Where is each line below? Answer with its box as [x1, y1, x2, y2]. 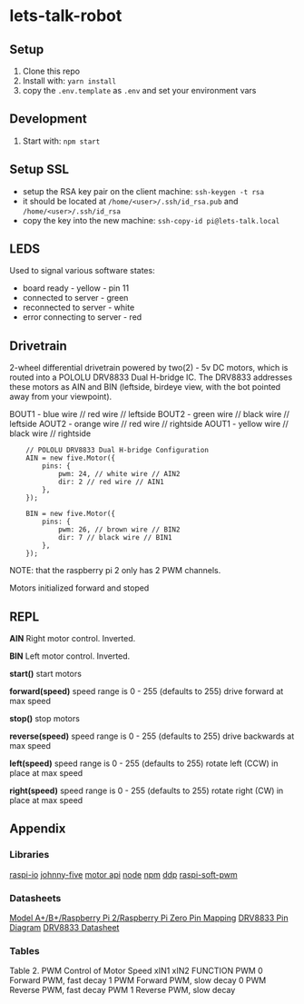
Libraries [9, 849, 50, 861]
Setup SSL [9, 162, 70, 177]
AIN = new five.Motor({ [25, 453, 116, 463]
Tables [9, 944, 40, 957]
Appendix [9, 821, 66, 837]
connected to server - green [22, 293, 129, 303]
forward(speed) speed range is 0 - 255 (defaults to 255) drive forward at [9, 686, 284, 697]
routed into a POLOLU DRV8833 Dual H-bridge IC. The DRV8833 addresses [9, 372, 293, 383]
